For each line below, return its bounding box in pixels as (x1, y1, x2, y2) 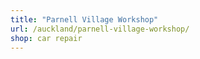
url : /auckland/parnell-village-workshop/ (10, 24, 190, 34)
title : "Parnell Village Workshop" (10, 14, 159, 25)
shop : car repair (10, 33, 83, 43)
